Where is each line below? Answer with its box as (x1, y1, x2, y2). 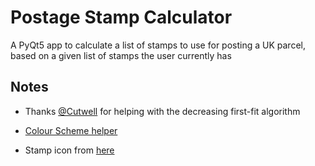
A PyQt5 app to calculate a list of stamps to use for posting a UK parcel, (10, 39, 306, 51)
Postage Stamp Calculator (10, 6, 233, 29)
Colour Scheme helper (24, 124, 118, 136)
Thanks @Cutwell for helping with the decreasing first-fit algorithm (24, 105, 301, 117)
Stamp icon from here (24, 144, 115, 156)
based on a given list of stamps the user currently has (10, 49, 232, 61)
